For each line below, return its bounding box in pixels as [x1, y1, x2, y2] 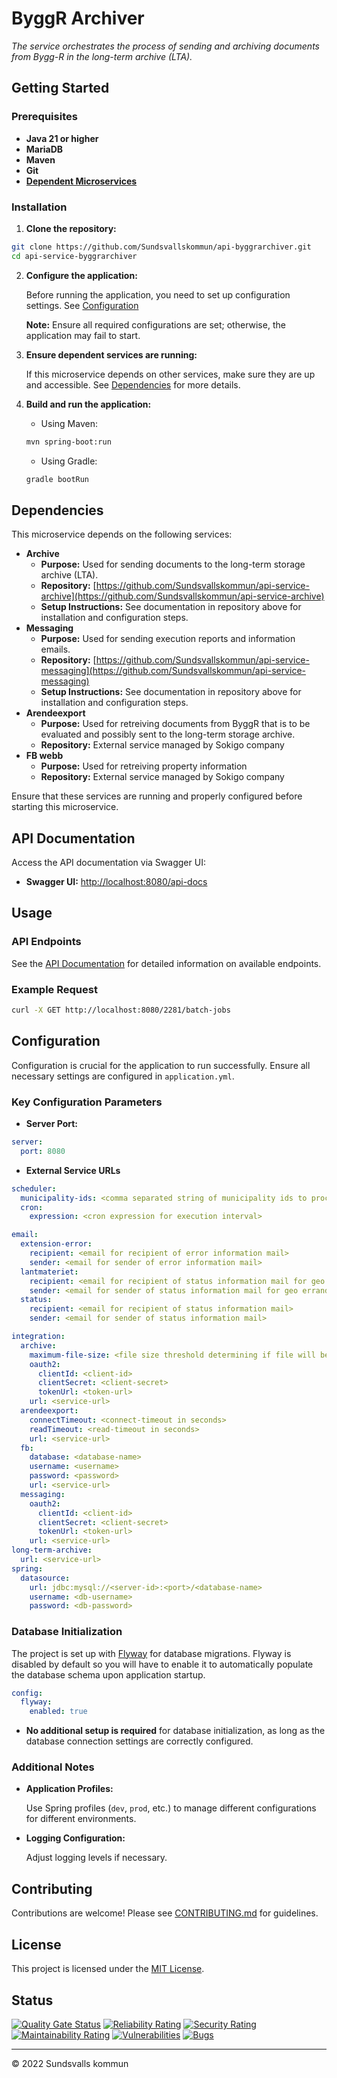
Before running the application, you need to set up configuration [25, 288, 291, 301]
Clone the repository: [25, 222, 117, 234]
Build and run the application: [25, 398, 152, 410]
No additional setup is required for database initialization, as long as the [25, 1725, 326, 1737]
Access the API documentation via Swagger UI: [11, 857, 206, 869]
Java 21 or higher [25, 132, 99, 144]
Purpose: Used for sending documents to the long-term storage [40, 558, 306, 571]
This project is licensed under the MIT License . [11, 1963, 205, 1975]
